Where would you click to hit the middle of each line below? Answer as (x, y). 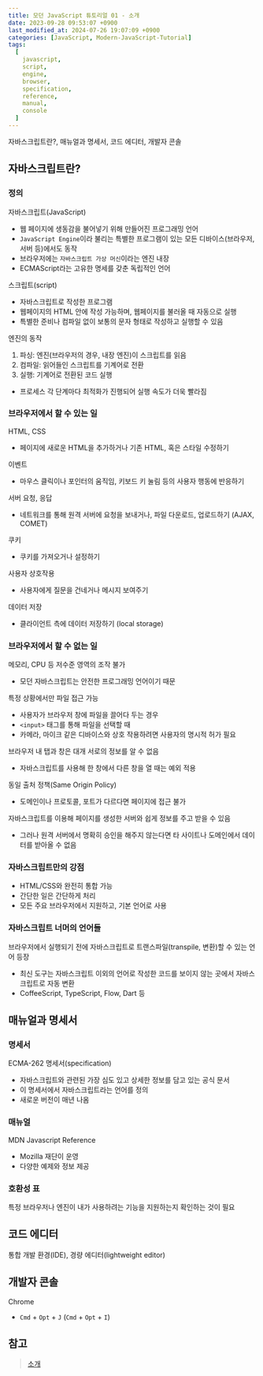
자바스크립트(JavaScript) (47, 212)
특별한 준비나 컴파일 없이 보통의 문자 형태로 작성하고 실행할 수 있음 (121, 321)
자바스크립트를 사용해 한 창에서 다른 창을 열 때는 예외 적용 (108, 768)
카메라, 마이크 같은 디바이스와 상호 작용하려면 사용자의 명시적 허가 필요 (128, 735)
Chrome (21, 1301)
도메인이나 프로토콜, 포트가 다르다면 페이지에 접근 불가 (103, 802)
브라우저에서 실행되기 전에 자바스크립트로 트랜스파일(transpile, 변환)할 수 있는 (128, 946)
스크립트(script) (33, 285)
